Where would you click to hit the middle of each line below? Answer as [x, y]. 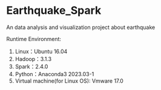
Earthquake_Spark [54, 11]
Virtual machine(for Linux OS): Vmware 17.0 [69, 81]
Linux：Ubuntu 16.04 [41, 51]
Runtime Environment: [34, 39]
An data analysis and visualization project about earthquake [81, 27]
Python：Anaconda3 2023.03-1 [54, 74]
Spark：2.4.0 [31, 66]
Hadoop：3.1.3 [33, 59]
